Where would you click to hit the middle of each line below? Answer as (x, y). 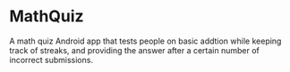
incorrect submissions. (51, 60)
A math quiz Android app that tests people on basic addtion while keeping (145, 41)
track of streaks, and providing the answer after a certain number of (134, 50)
